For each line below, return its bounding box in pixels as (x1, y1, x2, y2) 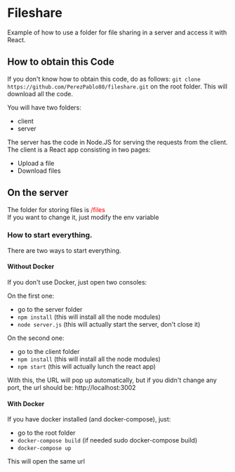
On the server (7, 187, 69, 199)
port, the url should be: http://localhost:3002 (7, 383, 136, 392)
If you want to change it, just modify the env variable (7, 213, 159, 221)
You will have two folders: (7, 103, 82, 112)
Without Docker (7, 262, 55, 271)
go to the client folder (17, 348, 80, 356)
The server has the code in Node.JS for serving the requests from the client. (7, 138, 228, 146)
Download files (17, 166, 61, 175)
